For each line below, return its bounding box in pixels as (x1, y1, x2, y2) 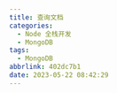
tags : (9, 46, 29, 55)
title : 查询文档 (9, 12, 64, 22)
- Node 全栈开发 (17, 29, 73, 38)
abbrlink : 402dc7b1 (9, 63, 82, 72)
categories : (9, 21, 53, 30)
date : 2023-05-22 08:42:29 (9, 71, 109, 80)
